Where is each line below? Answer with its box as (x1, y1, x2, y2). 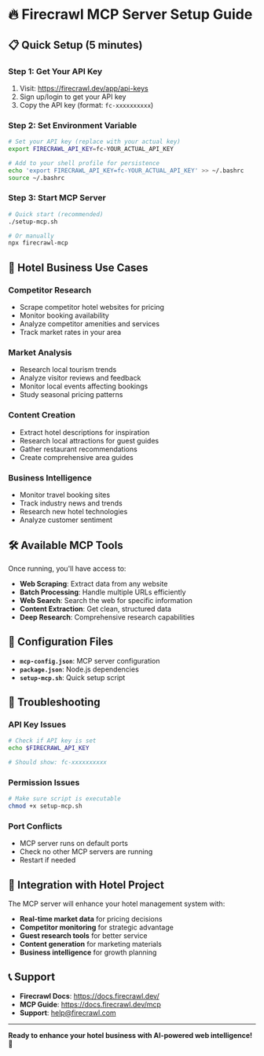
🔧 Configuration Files (8, 635, 114, 649)
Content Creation (8, 410, 76, 421)
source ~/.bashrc (8, 174, 65, 182)
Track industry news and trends (19, 498, 123, 508)
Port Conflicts (8, 820, 63, 831)
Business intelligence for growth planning (19, 947, 157, 957)
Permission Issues (8, 777, 80, 788)
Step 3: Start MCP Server (8, 193, 106, 204)
